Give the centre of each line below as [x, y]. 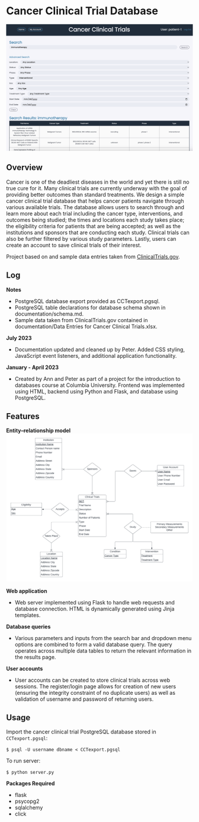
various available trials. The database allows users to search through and [95, 207]
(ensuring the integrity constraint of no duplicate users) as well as [95, 692]
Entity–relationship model [38, 431]
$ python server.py [30, 773]
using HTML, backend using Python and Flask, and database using [96, 391]
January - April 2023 [33, 367]
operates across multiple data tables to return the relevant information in [103, 651]
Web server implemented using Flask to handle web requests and [94, 602]
